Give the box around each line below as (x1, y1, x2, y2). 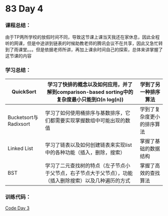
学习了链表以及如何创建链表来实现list (44, 141, 132, 148)
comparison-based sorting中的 (56, 88, 133, 95)
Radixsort (7, 120, 30, 127)
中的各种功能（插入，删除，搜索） (44, 149, 125, 156)
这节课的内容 (5, 53, 31, 59)
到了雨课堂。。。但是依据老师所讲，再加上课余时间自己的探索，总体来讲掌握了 (5, 47, 163, 53)
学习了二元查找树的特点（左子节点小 (44, 162, 130, 169)
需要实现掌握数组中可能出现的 (54, 117, 125, 124)
